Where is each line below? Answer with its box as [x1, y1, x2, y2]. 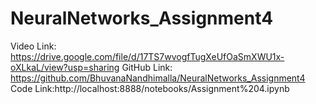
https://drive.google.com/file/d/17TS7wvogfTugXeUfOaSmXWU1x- [10, 50, 285, 62]
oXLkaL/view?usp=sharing [10, 61, 120, 73]
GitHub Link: [121, 61, 173, 73]
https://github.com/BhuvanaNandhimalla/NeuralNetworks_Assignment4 [10, 72, 306, 84]
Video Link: [10, 40, 57, 52]
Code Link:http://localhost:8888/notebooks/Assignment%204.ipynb [10, 82, 290, 94]
